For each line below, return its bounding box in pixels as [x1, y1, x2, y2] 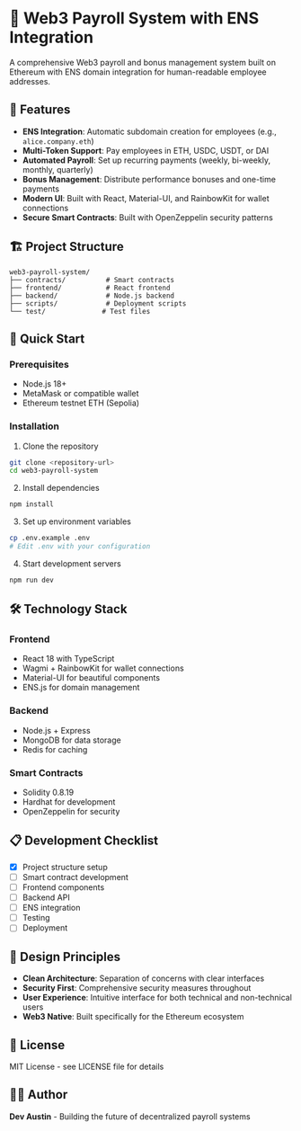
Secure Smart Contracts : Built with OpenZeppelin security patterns [22, 211, 274, 223]
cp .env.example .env [9, 534, 91, 543]
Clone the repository [22, 441, 99, 451]
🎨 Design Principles [9, 948, 121, 965]
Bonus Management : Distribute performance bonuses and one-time [22, 174, 277, 184]
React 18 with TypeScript [22, 654, 115, 664]
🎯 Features [9, 102, 71, 118]
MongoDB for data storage [22, 735, 121, 745]
